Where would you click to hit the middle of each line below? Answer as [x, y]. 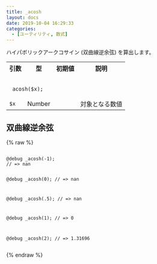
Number [39, 104]
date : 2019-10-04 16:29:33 [40, 23]
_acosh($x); [26, 89]
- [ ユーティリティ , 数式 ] [40, 34]
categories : [21, 29]
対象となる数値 [101, 105]
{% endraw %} [25, 255]
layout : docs [23, 18]
